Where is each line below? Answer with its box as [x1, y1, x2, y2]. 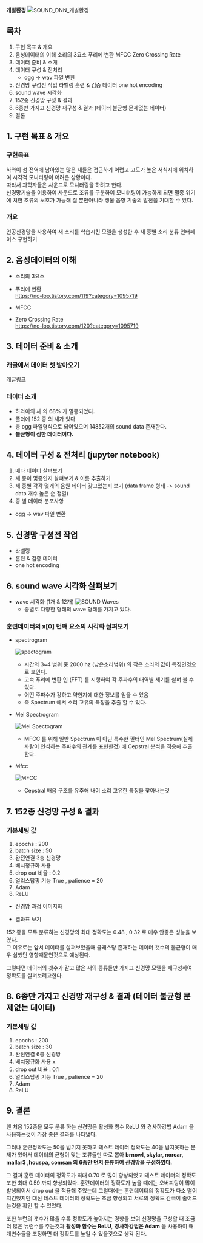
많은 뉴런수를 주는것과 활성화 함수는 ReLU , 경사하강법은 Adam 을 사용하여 [12, 1222, 188, 1230]
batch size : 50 [15, 847, 53, 854]
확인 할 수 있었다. [22, 1202, 63, 1209]
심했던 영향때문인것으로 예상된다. [12, 951, 91, 959]
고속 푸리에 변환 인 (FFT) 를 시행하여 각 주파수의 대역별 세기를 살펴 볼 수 [24, 676, 195, 683]
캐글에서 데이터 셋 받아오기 [6, 360, 80, 369]
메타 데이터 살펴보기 [15, 467, 62, 474]
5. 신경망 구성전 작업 [6, 529, 78, 540]
